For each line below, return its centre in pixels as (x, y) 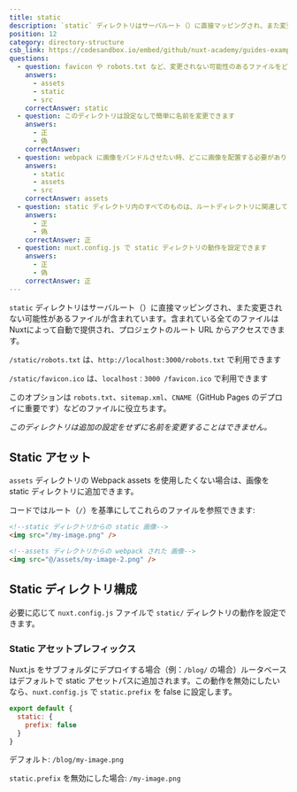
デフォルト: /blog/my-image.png (66, 759)
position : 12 (33, 34)
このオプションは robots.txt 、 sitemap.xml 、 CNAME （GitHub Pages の (134, 397)
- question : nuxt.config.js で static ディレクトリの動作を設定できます (142, 248)
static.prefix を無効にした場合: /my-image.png (95, 778)
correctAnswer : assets (67, 199)
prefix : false (51, 725)
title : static (35, 17)
